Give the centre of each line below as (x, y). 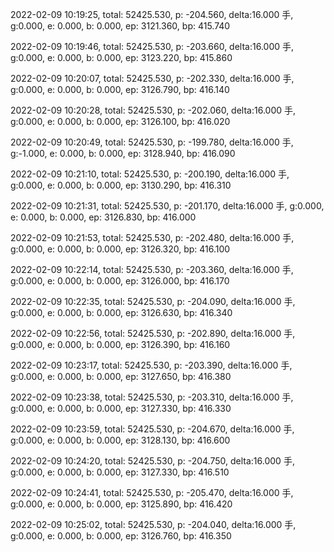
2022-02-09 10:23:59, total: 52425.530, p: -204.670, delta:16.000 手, (152, 429)
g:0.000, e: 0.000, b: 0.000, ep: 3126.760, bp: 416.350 (121, 536)
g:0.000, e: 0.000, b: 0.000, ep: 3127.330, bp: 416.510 (120, 472)
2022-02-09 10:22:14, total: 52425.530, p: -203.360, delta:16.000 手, (152, 269)
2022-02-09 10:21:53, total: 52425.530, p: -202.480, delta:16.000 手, (152, 237)
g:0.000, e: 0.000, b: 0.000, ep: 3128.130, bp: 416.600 (120, 440)
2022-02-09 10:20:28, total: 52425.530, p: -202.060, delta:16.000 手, (153, 110)
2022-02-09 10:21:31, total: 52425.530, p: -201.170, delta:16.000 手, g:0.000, (167, 206)
